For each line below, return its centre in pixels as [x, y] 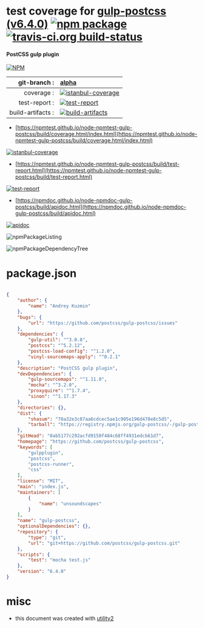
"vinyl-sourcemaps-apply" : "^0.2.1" [74, 357]
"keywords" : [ [35, 447]
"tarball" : [42, 425]
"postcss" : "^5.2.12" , [57, 346]
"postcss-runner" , [51, 464]
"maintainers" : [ [39, 492]
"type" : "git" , [47, 538]
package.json [42, 273]
